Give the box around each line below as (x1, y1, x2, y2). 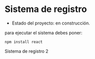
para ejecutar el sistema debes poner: (4, 29, 83, 35)
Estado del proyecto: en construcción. (11, 20, 91, 26)
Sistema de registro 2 (4, 48, 49, 54)
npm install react (4, 39, 43, 44)
